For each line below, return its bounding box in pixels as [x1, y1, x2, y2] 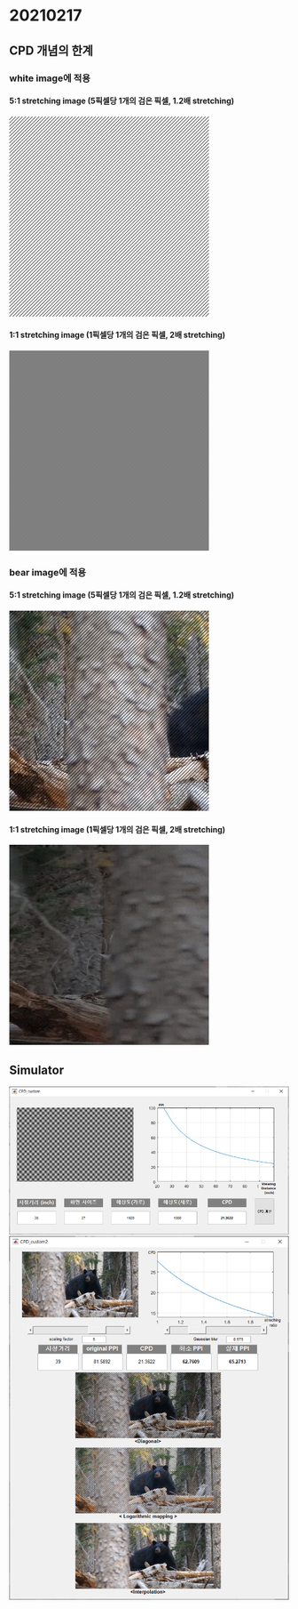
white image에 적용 [9, 72, 90, 84]
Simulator [9, 1062, 65, 1077]
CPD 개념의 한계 [9, 43, 93, 58]
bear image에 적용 [9, 566, 87, 578]
